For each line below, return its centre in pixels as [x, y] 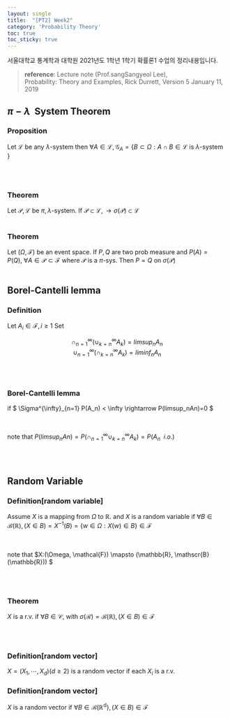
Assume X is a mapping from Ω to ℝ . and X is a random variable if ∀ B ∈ [110, 517]
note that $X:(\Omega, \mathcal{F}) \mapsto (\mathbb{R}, [90, 554]
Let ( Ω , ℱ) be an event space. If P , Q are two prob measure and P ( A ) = [107, 252]
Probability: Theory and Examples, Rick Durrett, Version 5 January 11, [123, 82]
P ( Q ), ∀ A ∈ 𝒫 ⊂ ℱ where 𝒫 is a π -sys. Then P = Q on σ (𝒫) [92, 261]
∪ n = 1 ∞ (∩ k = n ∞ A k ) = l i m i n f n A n [117, 353]
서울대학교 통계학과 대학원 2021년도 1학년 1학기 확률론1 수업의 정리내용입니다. [113, 61]
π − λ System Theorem [59, 111]
